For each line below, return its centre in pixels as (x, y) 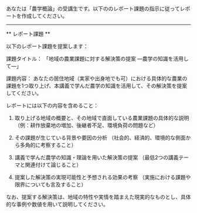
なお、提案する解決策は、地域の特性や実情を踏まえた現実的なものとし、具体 (98, 197)
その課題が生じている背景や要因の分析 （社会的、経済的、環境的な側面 (100, 138)
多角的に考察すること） (48, 145)
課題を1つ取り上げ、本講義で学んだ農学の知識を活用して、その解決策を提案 (97, 86)
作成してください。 (45, 16)
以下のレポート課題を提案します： (47, 46)
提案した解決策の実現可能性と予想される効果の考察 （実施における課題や (103, 177)
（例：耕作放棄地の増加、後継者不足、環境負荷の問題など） (86, 125)
